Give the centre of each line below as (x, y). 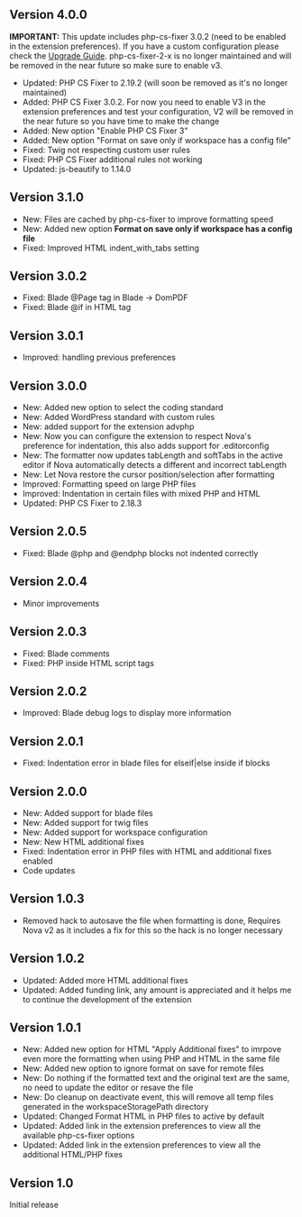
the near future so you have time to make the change (121, 121)
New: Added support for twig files (85, 822)
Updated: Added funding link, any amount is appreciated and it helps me (157, 990)
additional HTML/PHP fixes (73, 1155)
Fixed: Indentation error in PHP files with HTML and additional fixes (147, 851)
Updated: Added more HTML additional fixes (105, 980)
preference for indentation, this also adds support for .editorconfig (146, 446)
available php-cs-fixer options (78, 1136)
